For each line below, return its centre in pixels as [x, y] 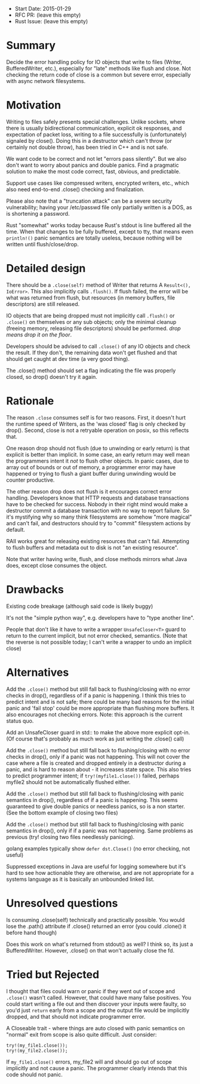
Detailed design [46, 269]
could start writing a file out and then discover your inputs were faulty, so [96, 1004]
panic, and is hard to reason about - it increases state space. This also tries [99, 769]
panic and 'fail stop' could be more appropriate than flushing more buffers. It [100, 708]
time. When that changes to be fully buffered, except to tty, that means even [100, 231]
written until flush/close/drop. [43, 244]
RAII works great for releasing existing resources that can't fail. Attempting [98, 541]
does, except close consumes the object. [57, 565]
